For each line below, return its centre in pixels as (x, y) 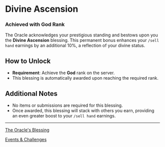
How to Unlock (28, 61)
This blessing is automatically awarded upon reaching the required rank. (85, 78)
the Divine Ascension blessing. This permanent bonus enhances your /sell (82, 40)
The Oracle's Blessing (27, 130)
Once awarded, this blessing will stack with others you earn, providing (83, 111)
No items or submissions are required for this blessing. (68, 105)
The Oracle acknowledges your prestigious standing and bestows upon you (82, 35)
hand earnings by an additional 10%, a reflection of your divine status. (75, 46)
